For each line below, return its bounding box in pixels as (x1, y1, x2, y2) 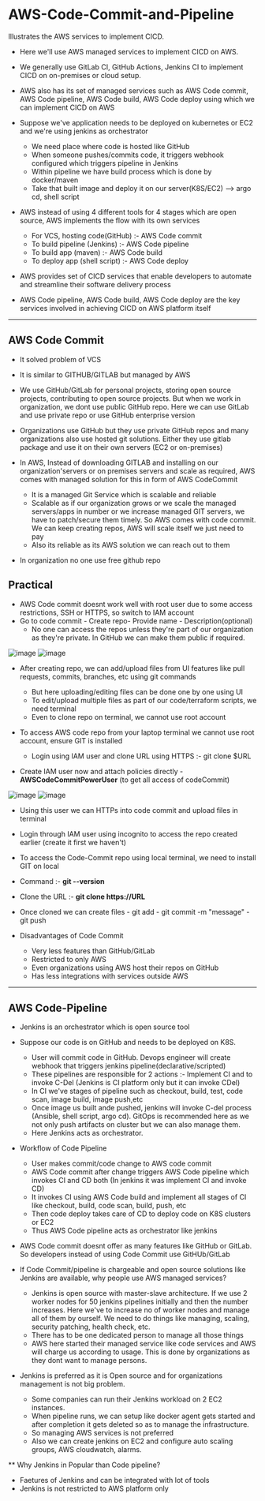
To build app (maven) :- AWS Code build (31, 247, 163, 257)
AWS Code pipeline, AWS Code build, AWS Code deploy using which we (19, 94, 255, 103)
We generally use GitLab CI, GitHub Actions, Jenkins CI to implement (19, 62, 244, 72)
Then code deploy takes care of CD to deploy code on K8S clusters (31, 1209, 251, 1218)
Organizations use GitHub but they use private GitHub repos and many (19, 425, 249, 435)
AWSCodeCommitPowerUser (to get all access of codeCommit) (19, 775, 230, 784)
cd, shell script (31, 192, 80, 201)
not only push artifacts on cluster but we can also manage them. (31, 1120, 241, 1129)
